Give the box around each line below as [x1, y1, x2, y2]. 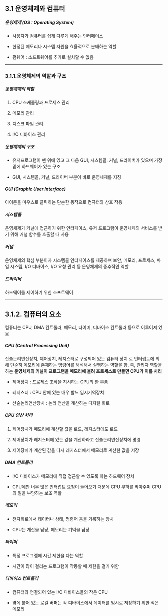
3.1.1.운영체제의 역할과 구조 [5, 73, 67, 80]
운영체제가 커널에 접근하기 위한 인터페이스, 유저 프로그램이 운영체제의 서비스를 [5, 225, 157, 231]
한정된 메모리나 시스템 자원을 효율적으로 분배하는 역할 [12, 44, 117, 50]
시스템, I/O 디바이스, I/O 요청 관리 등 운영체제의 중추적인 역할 [10, 264, 129, 270]
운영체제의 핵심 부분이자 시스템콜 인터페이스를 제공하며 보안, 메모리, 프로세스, [5, 257, 156, 263]
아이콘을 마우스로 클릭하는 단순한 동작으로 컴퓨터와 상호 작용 [5, 199, 123, 205]
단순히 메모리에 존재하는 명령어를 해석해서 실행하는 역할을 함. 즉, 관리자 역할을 [10, 362, 162, 368]
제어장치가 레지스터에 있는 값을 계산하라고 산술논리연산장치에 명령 [12, 436, 141, 442]
